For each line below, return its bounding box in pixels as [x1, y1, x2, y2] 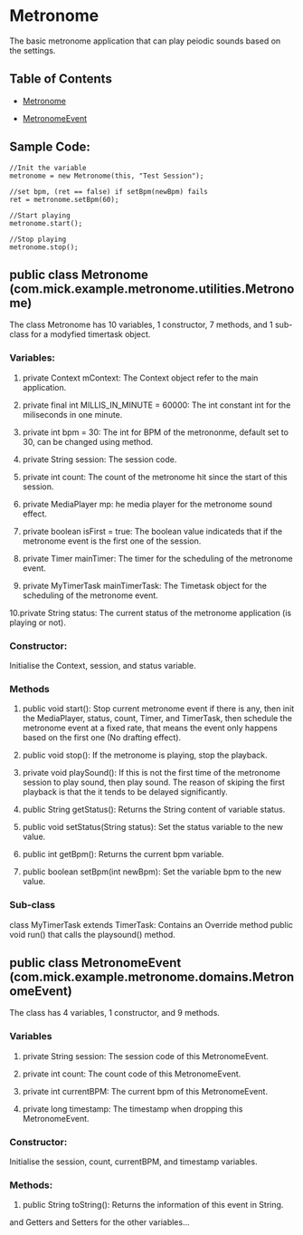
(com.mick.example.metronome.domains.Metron [9, 969, 295, 984]
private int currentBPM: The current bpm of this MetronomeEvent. [22, 1085, 269, 1096]
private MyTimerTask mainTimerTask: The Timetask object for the [22, 580, 267, 591]
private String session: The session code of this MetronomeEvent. [22, 1050, 269, 1061]
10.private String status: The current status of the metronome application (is [9, 607, 292, 618]
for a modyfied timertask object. [30, 329, 151, 340]
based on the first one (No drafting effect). [22, 732, 182, 743]
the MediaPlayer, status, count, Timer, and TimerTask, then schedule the [22, 713, 292, 724]
